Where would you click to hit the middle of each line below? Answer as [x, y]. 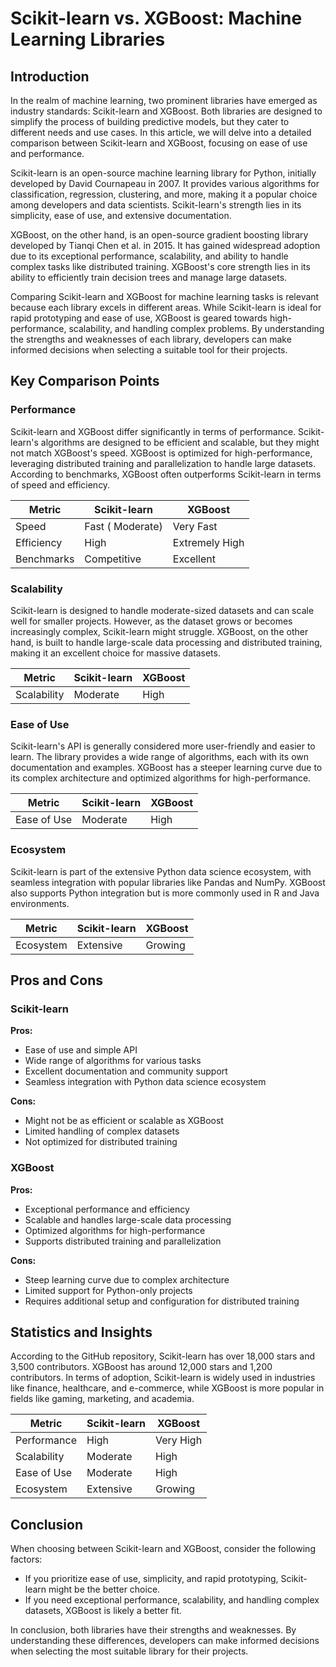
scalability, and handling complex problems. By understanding [196, 328]
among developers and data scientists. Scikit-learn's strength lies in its [156, 205]
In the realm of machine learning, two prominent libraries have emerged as [164, 100]
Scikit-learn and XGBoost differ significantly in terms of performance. [153, 431]
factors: [26, 1559]
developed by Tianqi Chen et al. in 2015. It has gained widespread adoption [165, 245]
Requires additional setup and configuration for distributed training [162, 1301]
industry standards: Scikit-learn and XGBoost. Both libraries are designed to [166, 111]
